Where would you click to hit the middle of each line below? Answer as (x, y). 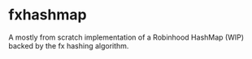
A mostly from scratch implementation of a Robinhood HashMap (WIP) (126, 37)
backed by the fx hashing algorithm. (69, 45)
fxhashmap (48, 15)
